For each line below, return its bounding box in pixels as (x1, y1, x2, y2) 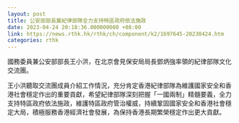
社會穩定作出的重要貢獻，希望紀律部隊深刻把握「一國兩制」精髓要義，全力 (13, 90, 232, 99)
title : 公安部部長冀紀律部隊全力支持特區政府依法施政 (7, 17, 147, 24)
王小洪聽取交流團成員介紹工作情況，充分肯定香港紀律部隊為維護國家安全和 (7, 81, 225, 90)
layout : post (7, 10, 46, 18)
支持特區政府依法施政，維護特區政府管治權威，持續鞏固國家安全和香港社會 (7, 99, 225, 107)
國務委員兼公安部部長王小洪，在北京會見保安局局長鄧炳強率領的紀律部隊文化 (7, 58, 232, 66)
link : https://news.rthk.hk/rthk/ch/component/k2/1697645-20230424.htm (7, 30, 224, 38)
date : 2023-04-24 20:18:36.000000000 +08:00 (7, 23, 142, 31)
